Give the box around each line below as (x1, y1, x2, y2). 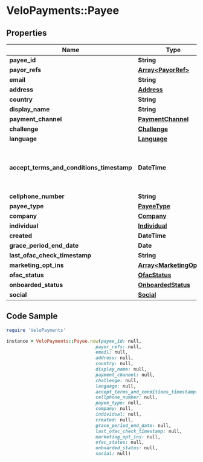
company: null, (95, 406, 134, 412)
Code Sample (6, 311, 58, 322)
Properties (6, 28, 47, 38)
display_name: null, (95, 366, 147, 372)
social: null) (95, 450, 131, 457)
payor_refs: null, (95, 343, 142, 350)
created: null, (95, 417, 134, 423)
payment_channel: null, (95, 372, 155, 378)
